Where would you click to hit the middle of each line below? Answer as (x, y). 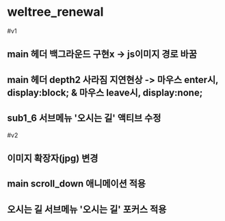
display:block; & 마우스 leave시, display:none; (105, 92)
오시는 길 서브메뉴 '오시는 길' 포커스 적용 (87, 209)
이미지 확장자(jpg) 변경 (53, 158)
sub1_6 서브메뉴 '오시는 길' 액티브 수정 (84, 118)
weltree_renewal (55, 12)
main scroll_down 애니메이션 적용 (76, 184)
